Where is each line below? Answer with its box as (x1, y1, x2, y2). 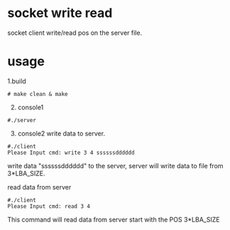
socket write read (7, 5, 113, 21)
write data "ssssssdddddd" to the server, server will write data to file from (7, 161, 224, 170)
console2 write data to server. (17, 129, 105, 138)
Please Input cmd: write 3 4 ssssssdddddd (7, 149, 135, 156)
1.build (7, 77, 26, 85)
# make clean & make (7, 90, 69, 97)
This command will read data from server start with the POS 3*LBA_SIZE (7, 215, 220, 224)
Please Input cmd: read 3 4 (7, 202, 91, 210)
